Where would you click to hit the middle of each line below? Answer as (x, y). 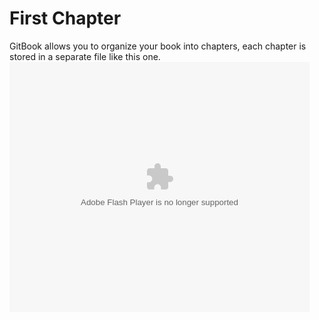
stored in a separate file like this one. (85, 56)
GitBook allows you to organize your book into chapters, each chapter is (158, 46)
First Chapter (65, 18)
